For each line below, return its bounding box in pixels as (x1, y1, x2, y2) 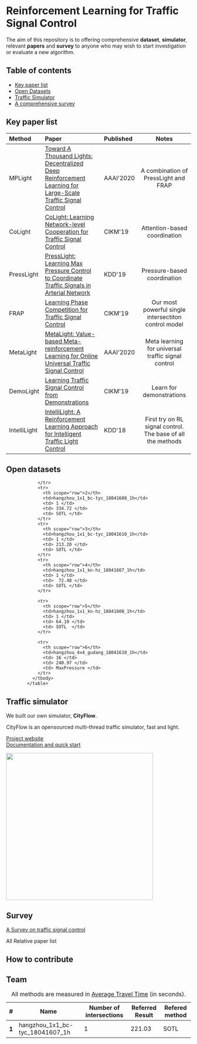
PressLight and (143, 174, 185, 182)
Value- (76, 329, 96, 338)
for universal (147, 344, 182, 352)
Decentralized (45, 159, 84, 167)
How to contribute (6, 955, 74, 965)
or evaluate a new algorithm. (6, 48, 75, 55)
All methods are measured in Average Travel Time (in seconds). (11, 990, 186, 998)
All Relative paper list (6, 938, 57, 945)
